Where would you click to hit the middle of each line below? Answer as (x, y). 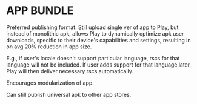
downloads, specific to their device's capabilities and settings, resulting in (98, 40)
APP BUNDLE (40, 11)
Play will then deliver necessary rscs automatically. (70, 71)
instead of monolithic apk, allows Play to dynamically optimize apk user (95, 33)
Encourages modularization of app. (50, 83)
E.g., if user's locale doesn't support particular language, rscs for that (93, 58)
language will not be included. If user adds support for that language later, (99, 65)
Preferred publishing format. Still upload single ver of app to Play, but (92, 27)
